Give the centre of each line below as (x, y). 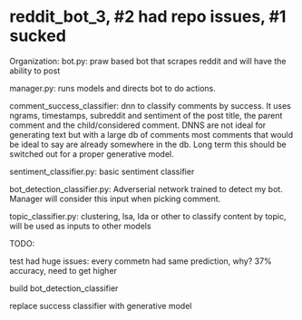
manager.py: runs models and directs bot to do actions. (112, 88)
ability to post (35, 71)
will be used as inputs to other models (80, 226)
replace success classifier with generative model (101, 305)
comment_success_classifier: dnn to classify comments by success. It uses (151, 105)
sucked (38, 36)
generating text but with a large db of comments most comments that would (151, 134)
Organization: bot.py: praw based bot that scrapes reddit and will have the (148, 61)
